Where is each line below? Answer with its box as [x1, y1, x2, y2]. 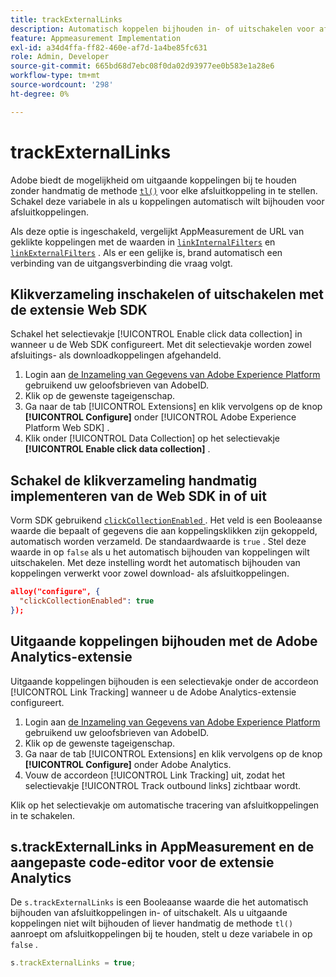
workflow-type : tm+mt [10, 71, 101, 81]
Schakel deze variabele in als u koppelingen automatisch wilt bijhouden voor [10, 195, 325, 207]
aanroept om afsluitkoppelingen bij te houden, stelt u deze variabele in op [10, 928, 313, 940]
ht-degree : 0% [10, 89, 70, 99]
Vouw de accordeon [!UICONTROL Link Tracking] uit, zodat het [24, 769, 286, 781]
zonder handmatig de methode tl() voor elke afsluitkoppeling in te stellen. [10, 184, 318, 196]
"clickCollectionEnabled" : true [19, 596, 155, 606]
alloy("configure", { [10, 587, 101, 597]
